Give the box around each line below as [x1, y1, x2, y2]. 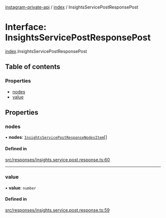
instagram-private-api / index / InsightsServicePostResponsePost [5, 4, 138, 10]
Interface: [5, 22, 47, 33]
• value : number [5, 185, 36, 191]
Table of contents [5, 63, 60, 71]
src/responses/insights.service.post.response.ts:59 [5, 207, 110, 213]
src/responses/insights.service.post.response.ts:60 [5, 157, 110, 163]
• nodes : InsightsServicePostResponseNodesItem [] [5, 134, 108, 140]
